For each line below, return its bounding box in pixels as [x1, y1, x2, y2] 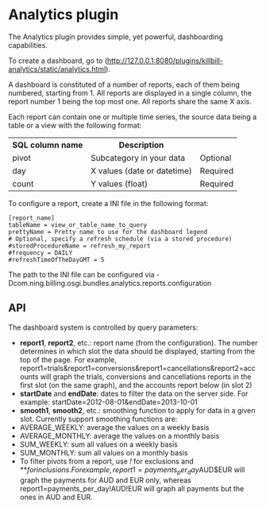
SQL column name [12, 139, 83, 150]
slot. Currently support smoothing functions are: [19, 414, 178, 424]
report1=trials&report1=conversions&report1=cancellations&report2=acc [19, 363, 256, 373]
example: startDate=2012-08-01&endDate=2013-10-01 [19, 397, 199, 407]
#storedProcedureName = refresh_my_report [8, 241, 151, 250]
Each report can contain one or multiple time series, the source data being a [8, 111, 257, 121]
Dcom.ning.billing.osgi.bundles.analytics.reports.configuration [8, 278, 212, 287]
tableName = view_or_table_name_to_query [8, 221, 148, 229]
